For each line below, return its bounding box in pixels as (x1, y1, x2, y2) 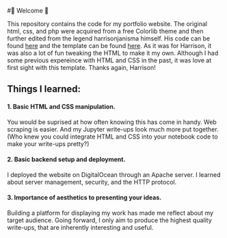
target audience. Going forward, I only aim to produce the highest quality (7, 216, 212, 224)
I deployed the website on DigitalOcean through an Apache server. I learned (7, 170, 221, 178)
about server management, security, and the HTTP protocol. (7, 178, 177, 186)
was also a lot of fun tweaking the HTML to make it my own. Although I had (7, 49, 219, 57)
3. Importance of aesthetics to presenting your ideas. (7, 193, 162, 202)
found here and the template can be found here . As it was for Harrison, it (7, 42, 212, 49)
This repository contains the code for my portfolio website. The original (7, 20, 207, 27)
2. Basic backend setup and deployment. (7, 155, 126, 164)
